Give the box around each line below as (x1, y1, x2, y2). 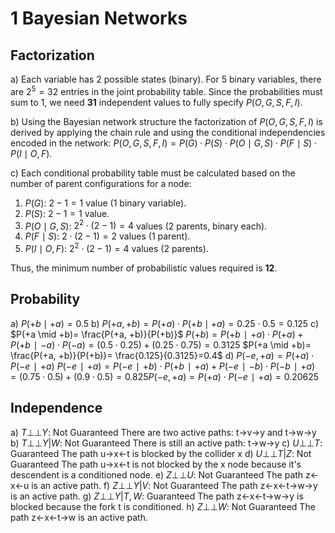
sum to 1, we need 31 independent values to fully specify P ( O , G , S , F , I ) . (10, 96, 303, 108)
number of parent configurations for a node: (10, 177, 192, 189)
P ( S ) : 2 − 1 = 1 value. (24, 207, 110, 219)
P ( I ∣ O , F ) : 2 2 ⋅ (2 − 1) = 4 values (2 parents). (24, 241, 209, 254)
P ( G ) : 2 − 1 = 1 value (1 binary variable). (24, 197, 187, 209)
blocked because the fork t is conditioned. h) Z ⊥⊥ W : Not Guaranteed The (10, 500, 316, 512)
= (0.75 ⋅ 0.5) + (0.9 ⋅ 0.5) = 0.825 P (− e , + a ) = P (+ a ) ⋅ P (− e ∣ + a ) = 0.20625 (10, 370, 320, 382)
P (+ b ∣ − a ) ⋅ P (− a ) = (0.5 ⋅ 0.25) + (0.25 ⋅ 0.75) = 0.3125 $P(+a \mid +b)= (10, 338, 312, 351)
